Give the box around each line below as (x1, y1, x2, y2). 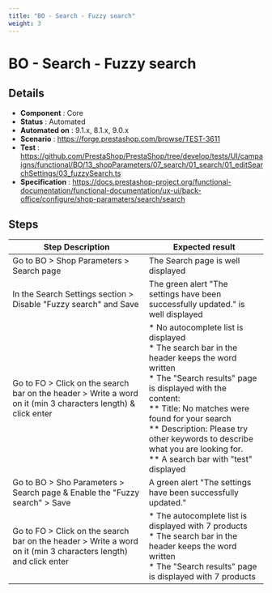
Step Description (43, 241, 111, 253)
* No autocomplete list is (148, 322, 244, 333)
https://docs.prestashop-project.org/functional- (72, 177, 232, 186)
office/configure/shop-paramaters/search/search (19, 194, 185, 203)
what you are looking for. (148, 443, 244, 454)
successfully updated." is (148, 299, 245, 310)
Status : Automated (19, 117, 86, 126)
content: (148, 393, 181, 404)
